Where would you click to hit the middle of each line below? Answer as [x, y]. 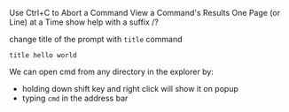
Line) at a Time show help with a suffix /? [84, 22]
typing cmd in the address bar [75, 98]
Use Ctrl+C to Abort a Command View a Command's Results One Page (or [145, 13]
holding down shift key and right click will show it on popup [130, 89]
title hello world [43, 56]
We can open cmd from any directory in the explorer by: [112, 71]
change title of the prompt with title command [96, 39]
